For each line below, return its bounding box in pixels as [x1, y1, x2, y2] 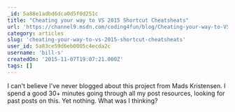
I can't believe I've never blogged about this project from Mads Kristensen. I [7, 81, 226, 90]
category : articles [7, 29, 64, 37]
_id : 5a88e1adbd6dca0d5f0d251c [7, 10, 99, 17]
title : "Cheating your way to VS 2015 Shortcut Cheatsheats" [7, 17, 190, 24]
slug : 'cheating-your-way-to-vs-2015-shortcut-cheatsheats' [7, 36, 187, 43]
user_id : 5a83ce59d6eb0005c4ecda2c [7, 43, 111, 50]
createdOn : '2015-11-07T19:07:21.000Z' [7, 56, 124, 63]
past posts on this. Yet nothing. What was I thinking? [7, 96, 159, 105]
